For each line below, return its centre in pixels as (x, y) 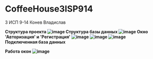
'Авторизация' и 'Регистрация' (38, 37)
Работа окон (18, 51)
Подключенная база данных (35, 42)
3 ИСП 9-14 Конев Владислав (35, 22)
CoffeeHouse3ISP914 (49, 9)
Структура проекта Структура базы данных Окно (76, 31)
